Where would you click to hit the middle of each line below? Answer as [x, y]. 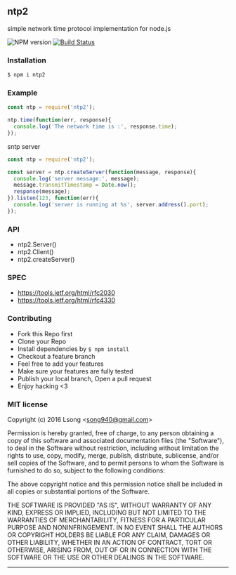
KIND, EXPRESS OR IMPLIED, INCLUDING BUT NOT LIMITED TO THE [107, 513]
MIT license [27, 404]
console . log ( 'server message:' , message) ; [77, 178]
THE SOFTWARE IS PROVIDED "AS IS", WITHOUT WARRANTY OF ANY [110, 505]
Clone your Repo [42, 341]
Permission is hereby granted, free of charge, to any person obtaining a [111, 433]
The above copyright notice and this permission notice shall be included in [115, 484]
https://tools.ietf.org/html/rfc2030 [66, 293]
